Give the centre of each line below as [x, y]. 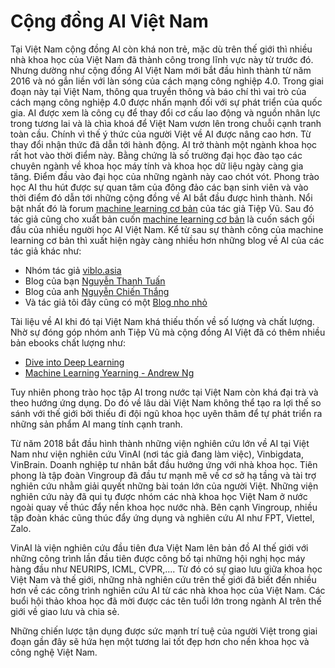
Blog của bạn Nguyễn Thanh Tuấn [95, 281]
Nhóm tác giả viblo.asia [73, 270]
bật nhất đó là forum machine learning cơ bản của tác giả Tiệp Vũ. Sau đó [162, 208]
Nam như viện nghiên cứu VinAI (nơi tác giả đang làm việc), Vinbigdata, [157, 454]
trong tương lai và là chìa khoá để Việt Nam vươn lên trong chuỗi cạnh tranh [166, 123]
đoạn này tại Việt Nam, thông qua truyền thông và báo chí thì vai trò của [158, 91]
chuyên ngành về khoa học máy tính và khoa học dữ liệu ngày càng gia [157, 166]
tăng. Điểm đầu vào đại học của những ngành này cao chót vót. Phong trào [165, 176]
